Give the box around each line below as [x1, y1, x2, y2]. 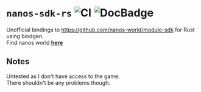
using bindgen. [6, 32, 44, 39]
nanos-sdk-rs [6, 8, 72, 19]
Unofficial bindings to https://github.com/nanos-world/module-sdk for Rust [6, 26, 195, 33]
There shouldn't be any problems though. [6, 79, 111, 86]
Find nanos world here [6, 39, 63, 46]
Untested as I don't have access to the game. [6, 73, 120, 80]
